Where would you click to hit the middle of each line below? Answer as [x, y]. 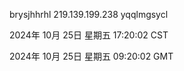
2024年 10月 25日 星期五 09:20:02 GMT [91, 56]
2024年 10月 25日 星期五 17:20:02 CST [89, 35]
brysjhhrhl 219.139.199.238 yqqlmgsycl [89, 14]
